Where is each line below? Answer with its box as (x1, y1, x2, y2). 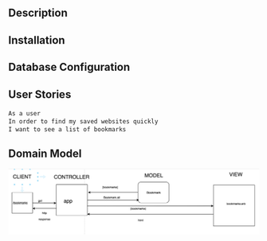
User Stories (8, 87, 72, 101)
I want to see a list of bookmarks (8, 125, 127, 134)
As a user (8, 109, 41, 118)
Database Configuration (8, 60, 131, 74)
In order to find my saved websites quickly (8, 117, 159, 126)
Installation (8, 33, 65, 47)
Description (8, 6, 68, 20)
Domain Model (8, 147, 82, 161)
